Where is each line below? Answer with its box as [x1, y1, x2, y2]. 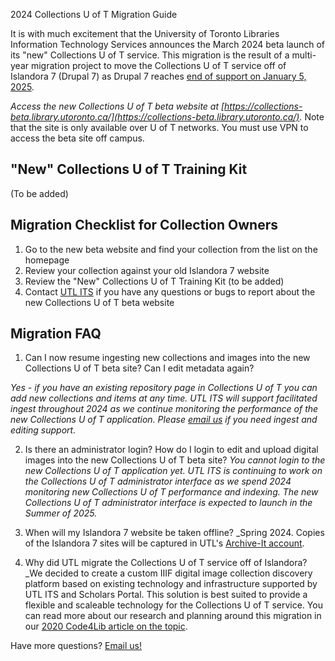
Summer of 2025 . [24, 507, 98, 519]
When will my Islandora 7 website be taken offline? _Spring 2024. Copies [24, 527, 325, 539]
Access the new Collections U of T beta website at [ [10, 100, 225, 112]
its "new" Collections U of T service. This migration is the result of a [10, 49, 290, 61]
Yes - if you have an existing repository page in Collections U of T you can [10, 382, 318, 394]
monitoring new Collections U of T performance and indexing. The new [24, 486, 319, 498]
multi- [291, 49, 317, 61]
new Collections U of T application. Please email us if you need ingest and [10, 414, 318, 426]
